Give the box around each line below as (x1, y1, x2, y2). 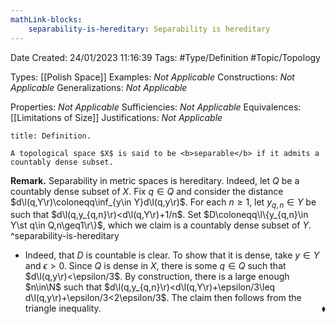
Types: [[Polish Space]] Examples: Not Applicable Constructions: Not (10, 71, 295, 83)
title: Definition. (10, 131, 92, 141)
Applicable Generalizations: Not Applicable (10, 81, 188, 93)
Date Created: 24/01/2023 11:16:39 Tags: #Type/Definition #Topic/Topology (10, 51, 321, 63)
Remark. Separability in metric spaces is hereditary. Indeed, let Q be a (10, 174, 300, 186)
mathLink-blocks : (10, 14, 83, 25)
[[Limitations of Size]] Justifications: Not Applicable (10, 111, 223, 123)
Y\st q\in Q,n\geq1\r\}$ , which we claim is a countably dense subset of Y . (10, 219, 312, 231)
